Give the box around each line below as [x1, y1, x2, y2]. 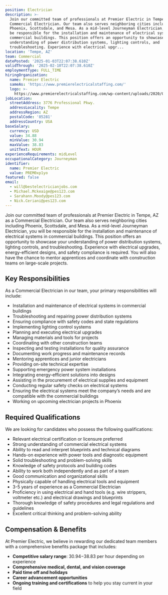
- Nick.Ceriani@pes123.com [9, 198, 66, 203]
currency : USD [9, 128, 39, 133]
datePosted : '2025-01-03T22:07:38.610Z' [5, 59, 91, 64]
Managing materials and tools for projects [12, 335, 98, 341]
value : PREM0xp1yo [9, 170, 48, 175]
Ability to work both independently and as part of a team [12, 468, 129, 474]
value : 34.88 [9, 133, 37, 138]
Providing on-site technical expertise [12, 361, 88, 367]
